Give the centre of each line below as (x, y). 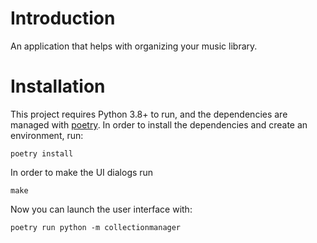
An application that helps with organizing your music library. (134, 46)
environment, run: (47, 135)
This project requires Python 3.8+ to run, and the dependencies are (149, 114)
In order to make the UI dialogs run (82, 172)
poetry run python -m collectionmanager (96, 227)
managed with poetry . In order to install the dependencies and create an (159, 124)
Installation (58, 86)
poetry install (42, 153)
